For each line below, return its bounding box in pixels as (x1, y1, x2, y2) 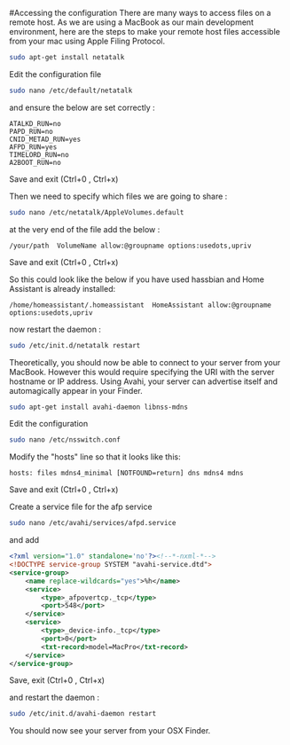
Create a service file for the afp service (9, 501, 153, 513)
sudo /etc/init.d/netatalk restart (9, 341, 141, 349)
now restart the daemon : (9, 324, 102, 334)
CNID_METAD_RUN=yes (9, 135, 82, 144)
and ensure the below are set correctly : (9, 102, 155, 113)
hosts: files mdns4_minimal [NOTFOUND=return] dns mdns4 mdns (9, 469, 244, 478)
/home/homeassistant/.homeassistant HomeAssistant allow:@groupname (9, 301, 272, 310)
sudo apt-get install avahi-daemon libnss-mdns (9, 403, 189, 412)
